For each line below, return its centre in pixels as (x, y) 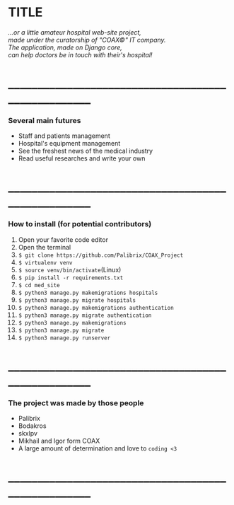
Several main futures (45, 120)
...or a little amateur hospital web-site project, (75, 32)
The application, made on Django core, (65, 47)
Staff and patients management (64, 136)
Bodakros (32, 426)
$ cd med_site (39, 285)
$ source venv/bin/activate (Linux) (70, 269)
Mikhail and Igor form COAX (59, 441)
